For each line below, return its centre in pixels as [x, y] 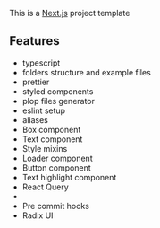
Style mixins [45, 148]
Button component [56, 167]
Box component [51, 129]
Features [34, 41]
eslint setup [43, 110]
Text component [52, 139]
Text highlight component [69, 177]
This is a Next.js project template [70, 13]
